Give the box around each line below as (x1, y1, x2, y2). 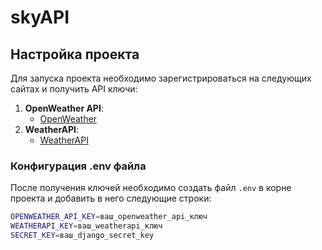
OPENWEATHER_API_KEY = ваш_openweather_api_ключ (10, 212, 208, 222)
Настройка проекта (10, 46, 140, 63)
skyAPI (10, 6, 70, 29)
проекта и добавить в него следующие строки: (10, 192, 212, 205)
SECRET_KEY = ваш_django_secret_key (10, 231, 155, 241)
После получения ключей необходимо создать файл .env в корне (10, 182, 292, 194)
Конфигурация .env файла (10, 159, 147, 173)
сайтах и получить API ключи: (10, 83, 138, 95)
